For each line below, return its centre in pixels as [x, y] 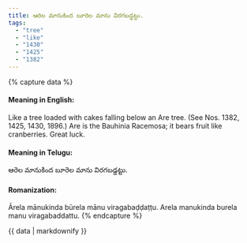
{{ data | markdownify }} [48, 231]
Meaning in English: [41, 100]
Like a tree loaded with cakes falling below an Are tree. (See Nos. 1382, [124, 118]
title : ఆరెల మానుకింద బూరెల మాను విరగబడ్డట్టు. [76, 15]
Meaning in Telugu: [41, 152]
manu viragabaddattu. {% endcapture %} [75, 216]
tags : [17, 23]
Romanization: [33, 189]
